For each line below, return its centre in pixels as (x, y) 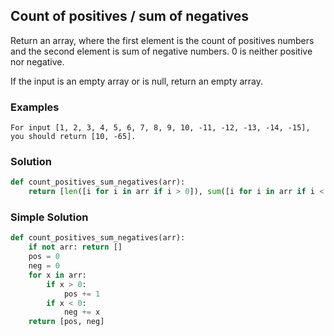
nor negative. (37, 61)
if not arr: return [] (75, 247)
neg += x (82, 312)
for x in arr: (57, 275)
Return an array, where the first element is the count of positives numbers (162, 40)
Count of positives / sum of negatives (130, 16)
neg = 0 (44, 266)
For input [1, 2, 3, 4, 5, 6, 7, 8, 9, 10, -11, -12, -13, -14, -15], (160, 128)
